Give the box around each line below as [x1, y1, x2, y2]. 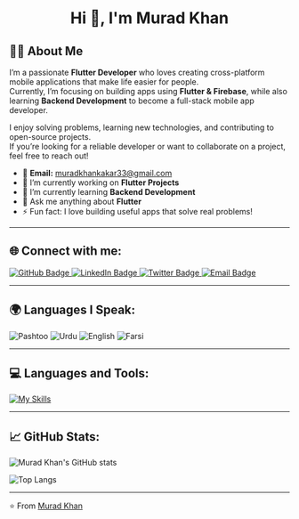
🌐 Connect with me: [9, 244, 122, 259]
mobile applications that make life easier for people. [9, 77, 199, 87]
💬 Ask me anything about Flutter [21, 196, 142, 207]
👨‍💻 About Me [9, 44, 84, 59]
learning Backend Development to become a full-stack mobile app [9, 95, 255, 106]
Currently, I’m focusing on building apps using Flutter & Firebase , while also [9, 86, 287, 96]
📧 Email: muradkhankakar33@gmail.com [21, 168, 173, 178]
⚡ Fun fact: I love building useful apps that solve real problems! [21, 207, 254, 216]
